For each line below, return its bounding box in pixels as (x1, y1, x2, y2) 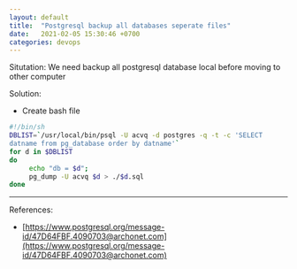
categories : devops (9, 37, 81, 47)
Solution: (9, 88, 42, 99)
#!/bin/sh (9, 123, 46, 132)
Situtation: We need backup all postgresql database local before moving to (9, 62, 281, 73)
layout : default (9, 12, 69, 22)
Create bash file (21, 105, 81, 116)
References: (9, 204, 53, 215)
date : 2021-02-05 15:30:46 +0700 (9, 29, 141, 38)
